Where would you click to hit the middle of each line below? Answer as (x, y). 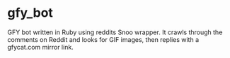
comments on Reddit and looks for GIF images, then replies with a (103, 39)
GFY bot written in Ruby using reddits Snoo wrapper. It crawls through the (115, 32)
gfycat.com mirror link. (41, 47)
